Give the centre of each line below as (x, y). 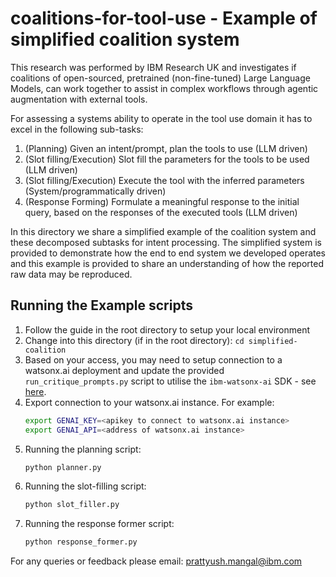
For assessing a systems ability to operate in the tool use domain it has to (161, 118)
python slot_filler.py (72, 505)
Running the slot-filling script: (85, 486)
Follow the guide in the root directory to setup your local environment (167, 329)
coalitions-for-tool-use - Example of (164, 18)
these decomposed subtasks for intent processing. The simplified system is (166, 242)
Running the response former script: (99, 524)
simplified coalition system (125, 39)
